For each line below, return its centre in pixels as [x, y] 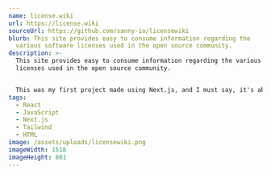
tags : [17, 97]
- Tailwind [34, 127]
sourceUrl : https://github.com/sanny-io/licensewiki [99, 31]
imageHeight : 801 [38, 157]
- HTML [27, 135]
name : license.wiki [41, 16]
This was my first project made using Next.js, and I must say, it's [135, 89]
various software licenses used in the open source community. [124, 46]
